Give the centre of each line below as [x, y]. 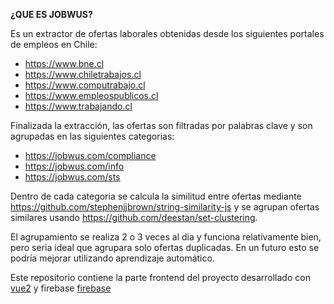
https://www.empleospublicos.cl [91, 95]
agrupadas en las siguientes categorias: [92, 136]
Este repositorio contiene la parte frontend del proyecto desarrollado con [160, 277]
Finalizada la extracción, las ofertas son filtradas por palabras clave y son [161, 125]
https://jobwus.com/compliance [90, 155]
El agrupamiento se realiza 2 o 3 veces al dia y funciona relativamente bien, [166, 237]
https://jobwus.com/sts [72, 177]
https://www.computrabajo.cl [85, 85]
